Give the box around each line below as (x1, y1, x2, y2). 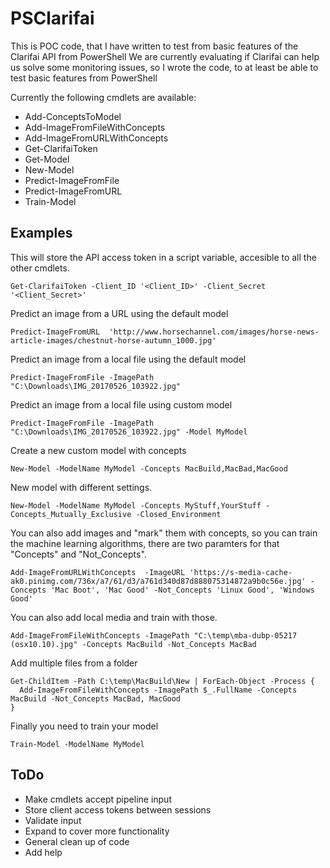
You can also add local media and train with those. (10, 611, 218, 623)
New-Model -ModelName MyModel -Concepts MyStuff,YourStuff (10, 500, 262, 511)
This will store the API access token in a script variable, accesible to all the (10, 251, 317, 263)
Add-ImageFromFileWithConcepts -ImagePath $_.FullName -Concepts (19, 685, 298, 695)
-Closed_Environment (135, 509, 222, 519)
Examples (10, 225, 73, 242)
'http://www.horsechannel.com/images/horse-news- (108, 327, 320, 337)
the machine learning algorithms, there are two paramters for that (10, 537, 280, 549)
